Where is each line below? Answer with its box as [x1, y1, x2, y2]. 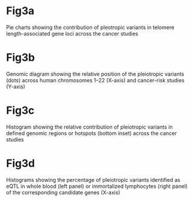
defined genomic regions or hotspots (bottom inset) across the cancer [6, 129, 177, 137]
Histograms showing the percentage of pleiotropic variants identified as [6, 176, 181, 183]
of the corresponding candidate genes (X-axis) [6, 188, 120, 196]
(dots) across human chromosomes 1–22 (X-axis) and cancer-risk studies [6, 76, 185, 84]
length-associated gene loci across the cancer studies [6, 30, 139, 37]
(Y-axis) [6, 83, 25, 90]
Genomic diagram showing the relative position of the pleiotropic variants [6, 70, 185, 78]
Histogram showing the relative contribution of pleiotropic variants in [6, 123, 173, 130]
